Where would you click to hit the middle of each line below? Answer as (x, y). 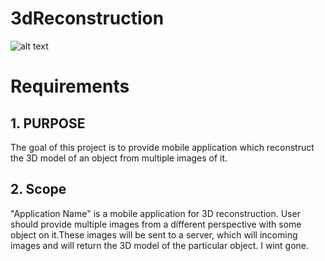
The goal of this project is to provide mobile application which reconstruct (162, 147)
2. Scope (38, 189)
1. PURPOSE (48, 123)
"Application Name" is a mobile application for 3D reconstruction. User (155, 213)
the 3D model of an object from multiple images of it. (119, 158)
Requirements (70, 86)
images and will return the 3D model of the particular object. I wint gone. (160, 245)
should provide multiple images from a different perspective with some (156, 224)
